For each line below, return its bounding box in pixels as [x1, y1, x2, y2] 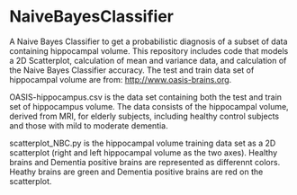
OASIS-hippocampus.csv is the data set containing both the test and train [9, 92, 282, 102]
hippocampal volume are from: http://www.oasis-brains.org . [9, 74, 232, 84]
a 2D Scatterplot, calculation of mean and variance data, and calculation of [9, 55, 287, 66]
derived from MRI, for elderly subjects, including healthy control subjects [9, 111, 280, 121]
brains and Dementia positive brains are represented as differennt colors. [9, 156, 281, 167]
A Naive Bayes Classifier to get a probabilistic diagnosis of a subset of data [9, 36, 288, 47]
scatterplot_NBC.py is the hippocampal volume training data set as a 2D [9, 137, 276, 148]
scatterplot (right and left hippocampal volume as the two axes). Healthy [9, 146, 277, 158]
